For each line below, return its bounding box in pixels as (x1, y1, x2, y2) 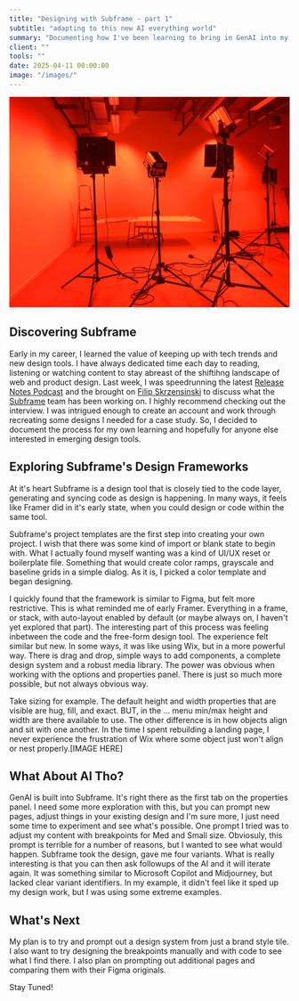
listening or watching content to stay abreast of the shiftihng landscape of (9, 367, 280, 378)
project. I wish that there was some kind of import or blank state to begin (9, 538, 276, 549)
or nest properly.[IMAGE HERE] (9, 743, 123, 753)
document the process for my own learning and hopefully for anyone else (9, 424, 279, 435)
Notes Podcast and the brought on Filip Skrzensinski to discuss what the (9, 386, 276, 396)
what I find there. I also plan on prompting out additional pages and (9, 956, 255, 966)
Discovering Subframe (9, 325, 137, 340)
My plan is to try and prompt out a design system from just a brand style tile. (9, 936, 289, 948)
